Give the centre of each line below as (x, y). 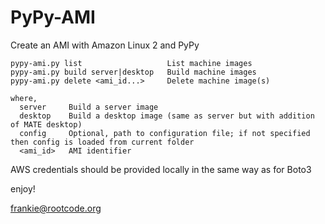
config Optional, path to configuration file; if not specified (165, 133)
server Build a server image (89, 107)
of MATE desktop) (46, 124)
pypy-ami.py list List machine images (131, 63)
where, (24, 98)
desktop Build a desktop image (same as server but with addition (167, 116)
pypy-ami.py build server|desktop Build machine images (133, 72)
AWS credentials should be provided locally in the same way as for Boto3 (161, 169)
